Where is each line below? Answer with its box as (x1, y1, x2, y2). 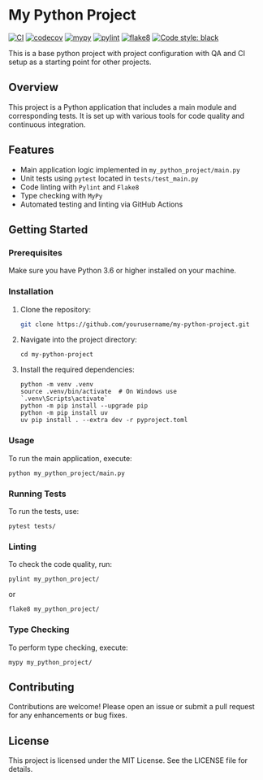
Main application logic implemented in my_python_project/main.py (19, 164, 241, 174)
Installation (8, 286, 54, 298)
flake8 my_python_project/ (8, 605, 100, 613)
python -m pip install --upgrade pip (19, 402, 149, 410)
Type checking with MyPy (19, 190, 103, 200)
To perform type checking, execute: (8, 643, 128, 652)
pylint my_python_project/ (8, 575, 100, 583)
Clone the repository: (19, 304, 92, 314)
